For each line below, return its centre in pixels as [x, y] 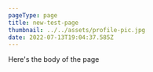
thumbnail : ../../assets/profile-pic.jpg [77, 30]
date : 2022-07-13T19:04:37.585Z [61, 37]
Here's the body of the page [54, 59]
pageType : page [33, 15]
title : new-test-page [44, 23]
